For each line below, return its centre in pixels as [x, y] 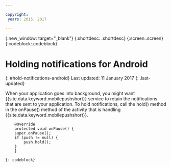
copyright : [17, 14]
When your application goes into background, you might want [70, 93]
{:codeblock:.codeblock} [31, 43]
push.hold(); [38, 142]
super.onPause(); [33, 133]
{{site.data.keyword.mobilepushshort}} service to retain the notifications [81, 99]
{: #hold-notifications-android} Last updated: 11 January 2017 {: [72, 78]
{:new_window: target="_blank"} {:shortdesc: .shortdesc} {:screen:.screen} [84, 38]
